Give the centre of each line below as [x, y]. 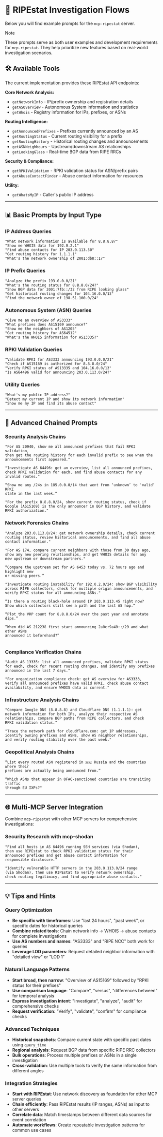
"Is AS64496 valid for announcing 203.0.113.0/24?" [58, 372]
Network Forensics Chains [37, 523]
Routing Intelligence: [26, 121]
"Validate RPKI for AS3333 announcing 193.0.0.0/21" [59, 360]
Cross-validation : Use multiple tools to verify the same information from [84, 1065]
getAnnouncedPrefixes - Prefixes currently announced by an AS [75, 131]
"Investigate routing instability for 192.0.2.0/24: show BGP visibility [81, 584]
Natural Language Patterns [37, 969]
